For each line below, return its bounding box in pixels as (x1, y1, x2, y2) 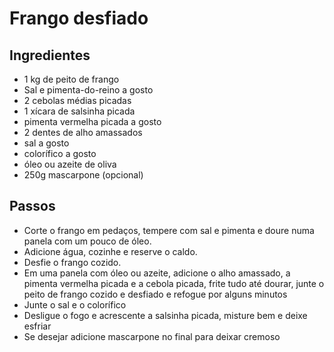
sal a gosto (23, 137, 70, 149)
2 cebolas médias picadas (23, 95, 132, 106)
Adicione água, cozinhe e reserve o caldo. (23, 245, 198, 257)
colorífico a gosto (23, 148, 97, 159)
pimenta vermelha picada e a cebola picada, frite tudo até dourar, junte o (23, 277, 325, 289)
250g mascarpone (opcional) (23, 169, 144, 181)
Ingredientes (9, 47, 91, 64)
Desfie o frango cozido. (23, 256, 122, 268)
